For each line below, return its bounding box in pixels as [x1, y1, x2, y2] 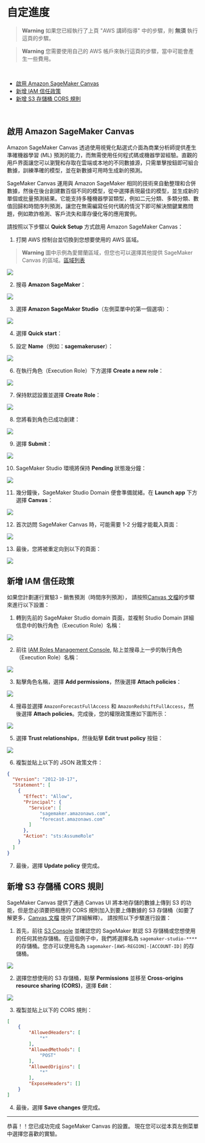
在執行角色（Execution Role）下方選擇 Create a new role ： [15, 367, 164, 374]
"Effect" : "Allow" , [23, 793, 72, 800]
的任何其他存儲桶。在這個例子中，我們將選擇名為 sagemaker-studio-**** [15, 935, 198, 942]
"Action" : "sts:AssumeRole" [23, 833, 95, 840]
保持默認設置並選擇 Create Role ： [15, 391, 101, 398]
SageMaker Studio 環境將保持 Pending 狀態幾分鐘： [15, 464, 147, 472]
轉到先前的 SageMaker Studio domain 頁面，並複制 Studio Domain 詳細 [15, 614, 194, 621]
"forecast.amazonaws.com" [39, 816, 105, 823]
